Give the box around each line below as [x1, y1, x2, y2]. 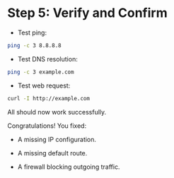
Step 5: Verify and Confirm [7, 5, 168, 21]
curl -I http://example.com [7, 95, 91, 102]
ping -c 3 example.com [7, 69, 74, 76]
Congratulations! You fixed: [7, 121, 87, 130]
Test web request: [17, 81, 71, 90]
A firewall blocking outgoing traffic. [17, 162, 120, 171]
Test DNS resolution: [17, 54, 78, 63]
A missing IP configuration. [17, 135, 97, 143]
